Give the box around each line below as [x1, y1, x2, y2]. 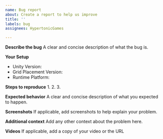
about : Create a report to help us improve [5, 12, 98, 17]
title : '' [5, 17, 26, 22]
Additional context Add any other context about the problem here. [5, 118, 143, 124]
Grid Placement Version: [12, 69, 63, 75]
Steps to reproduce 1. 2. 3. [5, 84, 61, 90]
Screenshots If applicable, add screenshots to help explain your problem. [5, 109, 157, 115]
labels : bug [5, 21, 30, 27]
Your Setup [5, 54, 29, 60]
